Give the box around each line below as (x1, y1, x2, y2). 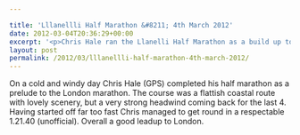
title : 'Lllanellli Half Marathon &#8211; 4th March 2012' (9, 20, 234, 29)
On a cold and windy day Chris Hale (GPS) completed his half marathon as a (9, 78, 290, 89)
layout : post (9, 45, 58, 54)
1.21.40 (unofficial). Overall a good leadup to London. (9, 116, 204, 127)
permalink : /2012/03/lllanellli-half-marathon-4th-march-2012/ (9, 54, 250, 63)
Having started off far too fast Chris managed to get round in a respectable (9, 107, 285, 117)
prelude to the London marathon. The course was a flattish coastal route (9, 88, 276, 99)
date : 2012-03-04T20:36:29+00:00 (9, 28, 134, 38)
